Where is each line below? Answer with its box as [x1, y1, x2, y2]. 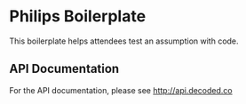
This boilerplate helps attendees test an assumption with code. [9, 36, 239, 46]
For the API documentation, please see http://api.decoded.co [9, 84, 233, 95]
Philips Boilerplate [9, 6, 147, 27]
